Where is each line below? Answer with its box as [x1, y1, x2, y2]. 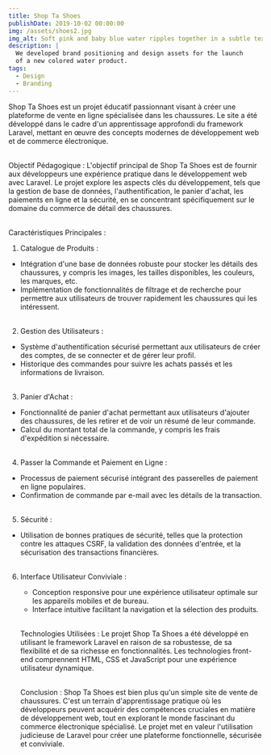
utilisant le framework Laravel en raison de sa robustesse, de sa [19, 637, 232, 647]
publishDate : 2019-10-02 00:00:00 [8, 19, 125, 27]
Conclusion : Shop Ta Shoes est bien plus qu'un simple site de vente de [19, 687, 258, 697]
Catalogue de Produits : [19, 243, 99, 253]
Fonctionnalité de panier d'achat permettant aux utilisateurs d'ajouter [19, 407, 250, 417]
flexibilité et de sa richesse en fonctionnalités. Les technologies [19, 646, 231, 656]
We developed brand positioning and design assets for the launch [15, 49, 244, 57]
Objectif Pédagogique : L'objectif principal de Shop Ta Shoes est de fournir [8, 160, 257, 170]
